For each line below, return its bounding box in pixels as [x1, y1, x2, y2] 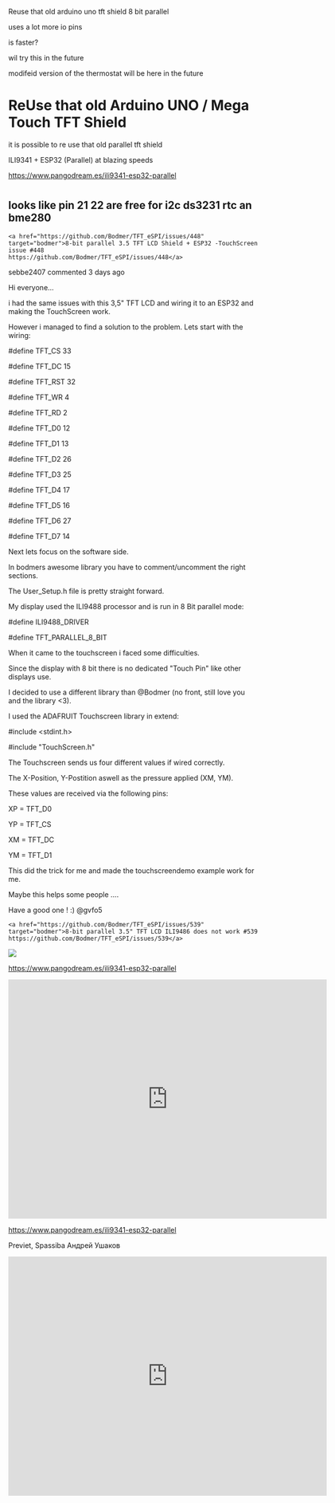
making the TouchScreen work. [8, 306, 111, 316]
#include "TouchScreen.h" [8, 742, 95, 752]
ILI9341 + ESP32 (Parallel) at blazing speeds [8, 155, 154, 164]
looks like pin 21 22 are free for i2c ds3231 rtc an [8, 199, 252, 212]
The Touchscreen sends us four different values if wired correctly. [8, 757, 225, 767]
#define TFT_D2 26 [8, 454, 72, 463]
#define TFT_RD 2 [8, 407, 68, 417]
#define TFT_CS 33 [8, 346, 72, 356]
